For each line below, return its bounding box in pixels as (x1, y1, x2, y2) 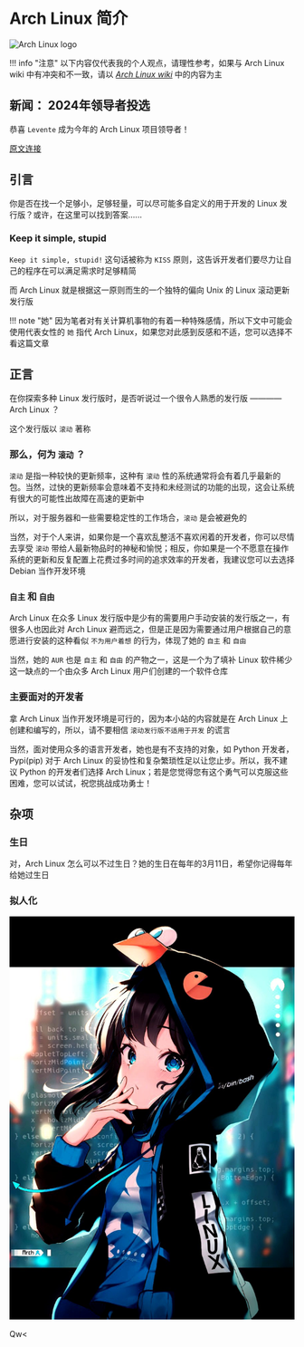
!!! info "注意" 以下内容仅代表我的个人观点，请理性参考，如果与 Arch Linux (9, 57, 285, 68)
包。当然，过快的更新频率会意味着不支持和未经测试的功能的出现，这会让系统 (9, 481, 295, 492)
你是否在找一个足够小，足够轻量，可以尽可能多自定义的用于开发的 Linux (9, 197, 278, 208)
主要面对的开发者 (9, 690, 84, 703)
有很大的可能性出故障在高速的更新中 (9, 493, 145, 504)
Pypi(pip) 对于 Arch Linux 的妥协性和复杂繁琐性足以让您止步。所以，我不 (9, 755, 280, 765)
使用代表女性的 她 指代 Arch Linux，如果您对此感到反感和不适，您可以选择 (9, 326, 285, 337)
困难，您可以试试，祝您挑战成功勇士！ (9, 777, 152, 788)
